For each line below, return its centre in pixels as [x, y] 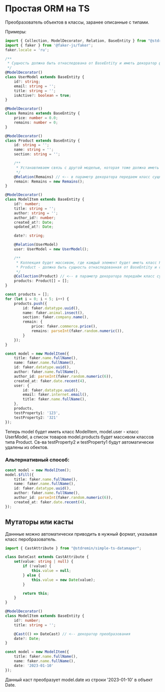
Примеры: [16, 31]
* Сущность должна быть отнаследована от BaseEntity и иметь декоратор [82, 63]
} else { [32, 575]
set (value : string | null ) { [44, 562]
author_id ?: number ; [35, 218]
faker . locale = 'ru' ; [27, 50]
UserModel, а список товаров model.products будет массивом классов [79, 437]
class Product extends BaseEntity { [42, 141]
